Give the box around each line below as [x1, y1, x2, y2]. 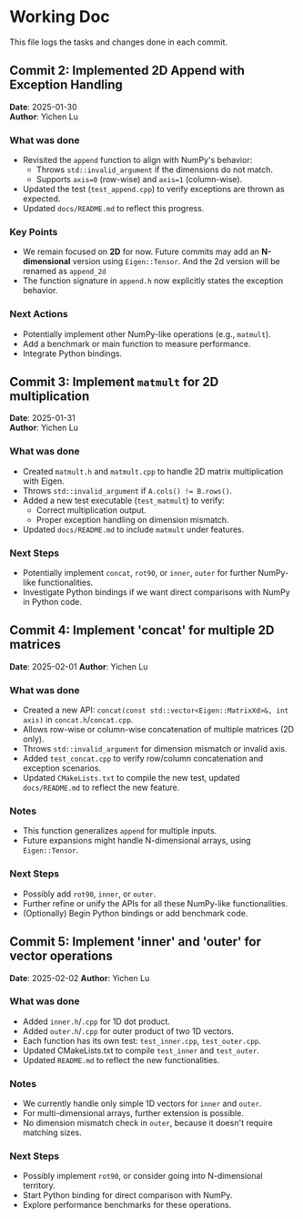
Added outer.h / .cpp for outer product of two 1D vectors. [22, 1025, 235, 1036]
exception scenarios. [22, 763, 102, 773]
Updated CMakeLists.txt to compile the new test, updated [22, 773, 240, 784]
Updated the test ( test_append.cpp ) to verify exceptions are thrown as [22, 184, 285, 195]
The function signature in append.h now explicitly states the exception [22, 275, 284, 286]
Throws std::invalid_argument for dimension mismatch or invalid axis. [22, 743, 288, 754]
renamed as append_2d [22, 266, 106, 277]
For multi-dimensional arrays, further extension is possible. [22, 1108, 244, 1119]
